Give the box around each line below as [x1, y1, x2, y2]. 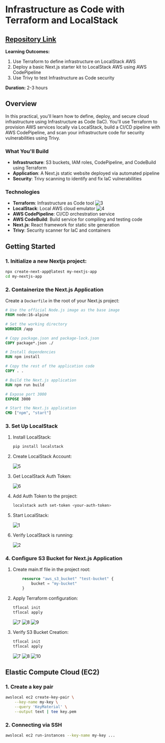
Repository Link [5, 35, 57, 44]
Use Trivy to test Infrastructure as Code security [12, 75, 115, 80]
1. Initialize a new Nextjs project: [5, 257, 87, 264]
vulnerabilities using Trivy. [5, 135, 60, 141]
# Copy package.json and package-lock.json [5, 336, 100, 341]
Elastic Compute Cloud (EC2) [5, 668, 100, 676]
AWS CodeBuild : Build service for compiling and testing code [12, 216, 143, 222]
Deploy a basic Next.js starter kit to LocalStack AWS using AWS [12, 64, 147, 70]
